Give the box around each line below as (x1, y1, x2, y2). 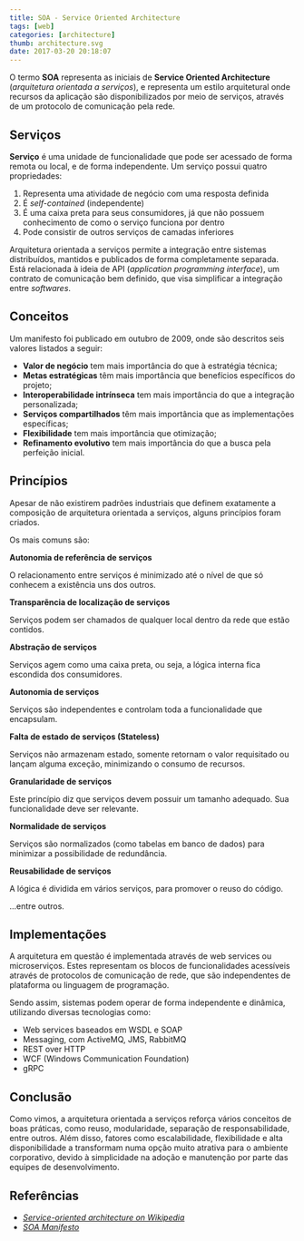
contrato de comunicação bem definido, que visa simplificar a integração (9, 273, 283, 284)
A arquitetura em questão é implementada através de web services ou (9, 951, 272, 962)
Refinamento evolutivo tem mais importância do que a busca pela (22, 437, 271, 448)
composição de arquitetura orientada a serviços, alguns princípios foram (9, 507, 281, 518)
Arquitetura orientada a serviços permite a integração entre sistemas (9, 244, 267, 255)
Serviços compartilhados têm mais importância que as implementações (22, 408, 295, 419)
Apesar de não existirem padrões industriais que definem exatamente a (9, 497, 277, 508)
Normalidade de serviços (9, 820, 107, 831)
